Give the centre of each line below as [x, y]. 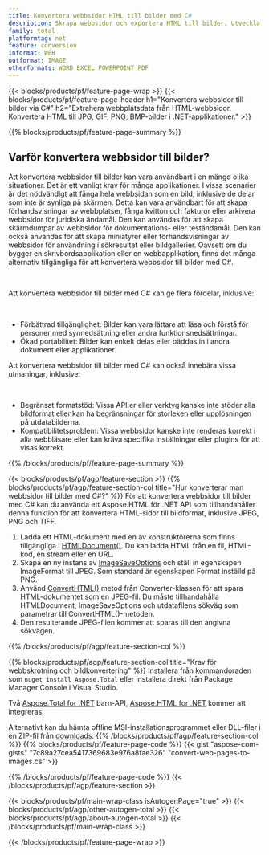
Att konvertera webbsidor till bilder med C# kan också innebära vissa [122, 365]
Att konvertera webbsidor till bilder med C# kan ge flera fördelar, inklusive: [131, 293]
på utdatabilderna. [50, 421]
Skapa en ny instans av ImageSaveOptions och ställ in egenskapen [130, 562]
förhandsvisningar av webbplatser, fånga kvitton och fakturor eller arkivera [132, 210]
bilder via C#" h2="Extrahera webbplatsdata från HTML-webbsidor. [120, 108]
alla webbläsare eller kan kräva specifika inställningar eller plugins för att [140, 439]
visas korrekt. [43, 447]
